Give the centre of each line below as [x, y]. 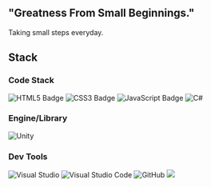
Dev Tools [28, 157]
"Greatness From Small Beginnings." [102, 13]
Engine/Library [38, 118]
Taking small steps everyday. [56, 32]
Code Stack [31, 81]
